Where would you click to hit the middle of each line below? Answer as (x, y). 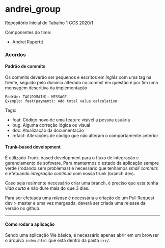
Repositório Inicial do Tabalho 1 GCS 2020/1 (49, 23)
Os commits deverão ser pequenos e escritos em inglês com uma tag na (78, 77)
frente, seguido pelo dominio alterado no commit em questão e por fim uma (82, 83)
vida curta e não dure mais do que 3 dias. (47, 188)
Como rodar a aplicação (30, 224)
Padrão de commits (25, 66)
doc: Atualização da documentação (48, 130)
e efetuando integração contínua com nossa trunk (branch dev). (70, 174)
